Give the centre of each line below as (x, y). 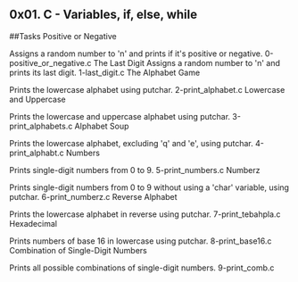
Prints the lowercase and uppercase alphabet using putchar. (120, 116)
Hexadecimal (33, 223)
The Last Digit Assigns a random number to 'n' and (187, 62)
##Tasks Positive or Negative (63, 36)
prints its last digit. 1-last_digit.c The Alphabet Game (105, 72)
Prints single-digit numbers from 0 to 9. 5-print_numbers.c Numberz (135, 170)
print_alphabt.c (37, 153)
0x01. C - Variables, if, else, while (103, 15)
